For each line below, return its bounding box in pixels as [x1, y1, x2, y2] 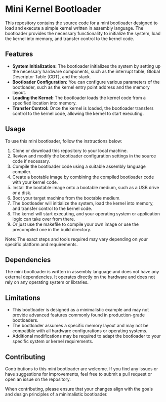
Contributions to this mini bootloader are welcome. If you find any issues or [5, 366, 158, 372]
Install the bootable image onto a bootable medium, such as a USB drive [12, 184, 160, 190]
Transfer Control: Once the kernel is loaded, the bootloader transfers [12, 105, 154, 111]
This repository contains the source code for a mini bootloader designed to [5, 20, 158, 26]
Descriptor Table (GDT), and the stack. [12, 73, 91, 80]
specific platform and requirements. [5, 241, 78, 247]
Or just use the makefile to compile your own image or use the [12, 221, 139, 227]
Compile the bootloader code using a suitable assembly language [12, 163, 146, 169]
